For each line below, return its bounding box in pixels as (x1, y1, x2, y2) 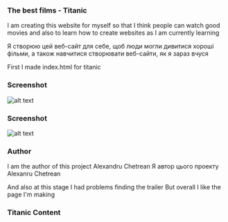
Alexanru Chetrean (7, 169, 61, 178)
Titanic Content (7, 207, 61, 217)
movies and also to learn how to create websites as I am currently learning (7, 28, 220, 37)
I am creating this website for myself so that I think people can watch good (7, 22, 220, 30)
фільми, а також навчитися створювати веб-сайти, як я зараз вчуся (7, 49, 209, 58)
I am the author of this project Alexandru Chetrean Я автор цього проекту (7, 162, 220, 171)
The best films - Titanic (7, 6, 87, 15)
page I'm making (7, 190, 55, 199)
